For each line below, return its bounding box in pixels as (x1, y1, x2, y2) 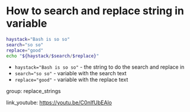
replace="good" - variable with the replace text (14, 76, 128, 84)
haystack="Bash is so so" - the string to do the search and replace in (14, 63, 185, 71)
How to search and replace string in (6, 4, 185, 18)
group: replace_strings (6, 88, 61, 95)
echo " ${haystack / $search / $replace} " (6, 53, 99, 59)
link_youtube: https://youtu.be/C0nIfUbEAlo (6, 99, 112, 106)
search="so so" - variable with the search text (14, 70, 127, 77)
